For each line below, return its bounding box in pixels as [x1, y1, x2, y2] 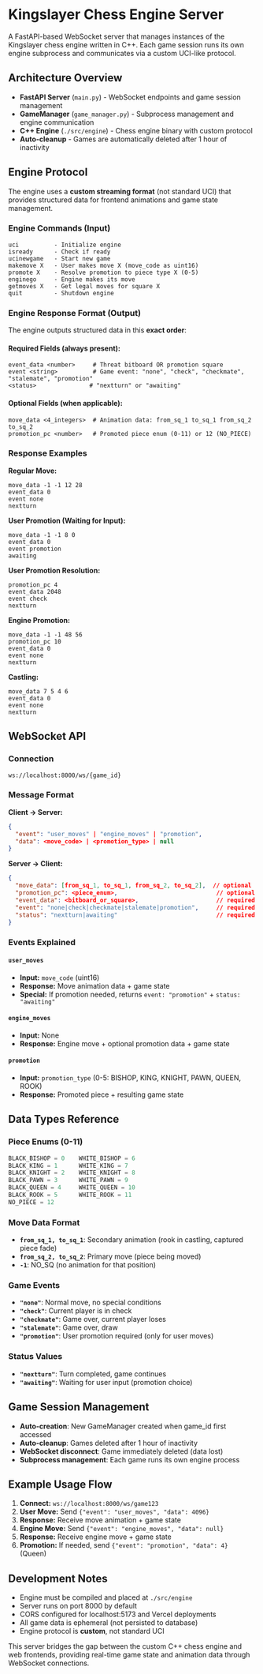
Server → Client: [8, 859, 63, 869]
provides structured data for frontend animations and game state [8, 195, 219, 205]
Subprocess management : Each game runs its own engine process [19, 1454, 240, 1464]
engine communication [19, 117, 94, 127]
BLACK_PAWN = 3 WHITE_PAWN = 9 [8, 1177, 128, 1184]
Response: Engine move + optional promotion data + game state [19, 1038, 230, 1048]
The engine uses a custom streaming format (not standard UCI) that [8, 186, 232, 196]
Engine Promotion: [8, 615, 71, 625]
